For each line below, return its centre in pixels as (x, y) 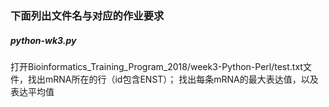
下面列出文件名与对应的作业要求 (87, 15)
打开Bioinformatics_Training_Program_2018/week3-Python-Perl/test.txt (156, 66)
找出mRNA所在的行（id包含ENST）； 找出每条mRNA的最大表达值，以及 (173, 79)
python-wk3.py (43, 40)
